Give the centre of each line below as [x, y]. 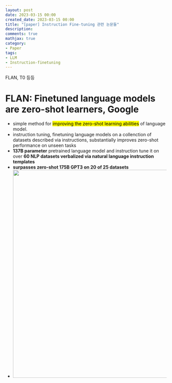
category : [16, 44]
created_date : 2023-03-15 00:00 [40, 19]
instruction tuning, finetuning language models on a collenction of [82, 135]
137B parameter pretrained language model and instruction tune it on [86, 151]
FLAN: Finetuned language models [80, 99]
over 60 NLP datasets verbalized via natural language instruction [83, 156]
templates [24, 162]
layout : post [19, 10]
